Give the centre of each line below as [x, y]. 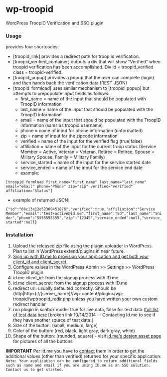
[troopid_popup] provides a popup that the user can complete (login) [83, 78]
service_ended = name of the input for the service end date [82, 168]
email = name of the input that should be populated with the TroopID [90, 120]
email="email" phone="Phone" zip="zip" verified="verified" [70, 187]
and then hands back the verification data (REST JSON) [70, 83]
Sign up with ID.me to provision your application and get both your [81, 256]
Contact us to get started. [35, 370]
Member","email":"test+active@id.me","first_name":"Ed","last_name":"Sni [84, 214]
